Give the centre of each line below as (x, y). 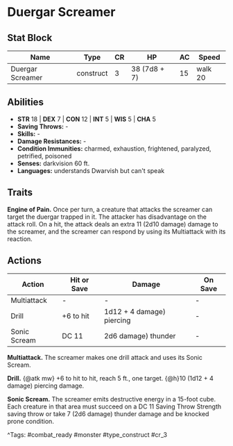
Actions (24, 261)
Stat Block (30, 38)
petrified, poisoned (44, 156)
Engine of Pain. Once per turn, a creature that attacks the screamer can (110, 209)
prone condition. (31, 422)
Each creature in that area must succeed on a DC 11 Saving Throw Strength (114, 406)
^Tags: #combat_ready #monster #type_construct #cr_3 (87, 435)
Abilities (25, 102)
